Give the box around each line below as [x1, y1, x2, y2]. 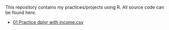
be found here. [5, 9, 37, 15]
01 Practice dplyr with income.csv [12, 19, 84, 25]
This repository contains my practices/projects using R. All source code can [5, 4, 164, 10]
